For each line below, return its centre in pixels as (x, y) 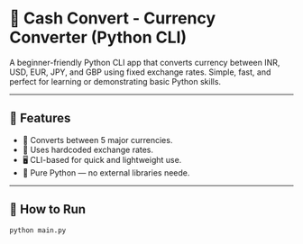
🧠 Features (40, 118)
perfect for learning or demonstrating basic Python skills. (115, 81)
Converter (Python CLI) (98, 37)
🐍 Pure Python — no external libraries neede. (106, 172)
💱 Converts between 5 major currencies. (97, 140)
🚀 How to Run (48, 209)
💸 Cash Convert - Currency (113, 18)
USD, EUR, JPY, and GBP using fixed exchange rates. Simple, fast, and (140, 72)
